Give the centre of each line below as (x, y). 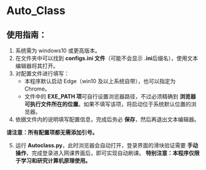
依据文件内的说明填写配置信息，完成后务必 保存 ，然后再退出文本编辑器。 (107, 119)
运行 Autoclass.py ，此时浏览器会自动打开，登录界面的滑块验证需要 (100, 145)
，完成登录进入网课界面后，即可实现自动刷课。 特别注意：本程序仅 (110, 153)
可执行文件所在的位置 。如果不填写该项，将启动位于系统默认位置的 (108, 104)
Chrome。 (37, 89)
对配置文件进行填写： (42, 73)
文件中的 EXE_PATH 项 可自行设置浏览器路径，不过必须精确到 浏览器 (110, 96)
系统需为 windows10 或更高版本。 (58, 50)
